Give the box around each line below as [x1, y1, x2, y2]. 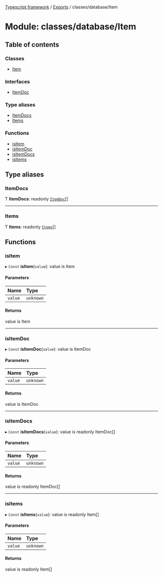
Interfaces [5, 78, 30, 85]
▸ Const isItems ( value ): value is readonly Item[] [5, 511, 99, 517]
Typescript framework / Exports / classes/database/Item [5, 4, 118, 10]
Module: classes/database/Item [5, 21, 136, 32]
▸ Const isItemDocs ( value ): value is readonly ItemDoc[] [5, 429, 115, 434]
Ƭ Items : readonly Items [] [5, 224, 56, 230]
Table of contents [5, 40, 59, 49]
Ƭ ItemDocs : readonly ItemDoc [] [5, 196, 69, 202]
